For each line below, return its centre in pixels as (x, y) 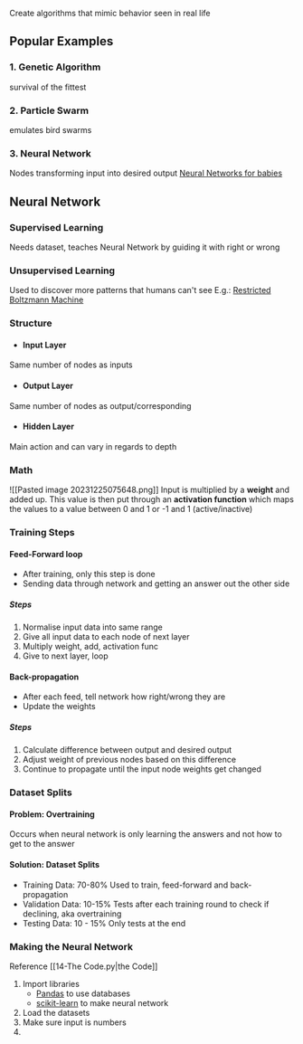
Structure (31, 323)
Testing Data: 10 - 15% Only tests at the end (104, 923)
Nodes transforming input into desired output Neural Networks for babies (146, 173)
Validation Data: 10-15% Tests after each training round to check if (146, 904)
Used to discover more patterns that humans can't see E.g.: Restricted (140, 290)
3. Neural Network (51, 153)
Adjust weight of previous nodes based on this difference (129, 760)
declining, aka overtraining (72, 914)
